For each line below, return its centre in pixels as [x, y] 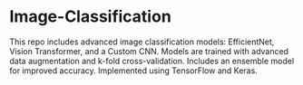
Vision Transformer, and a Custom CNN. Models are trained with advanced [149, 51]
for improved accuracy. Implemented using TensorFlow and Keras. [134, 71]
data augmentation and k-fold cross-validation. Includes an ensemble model [152, 61]
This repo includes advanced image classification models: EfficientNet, [142, 42]
